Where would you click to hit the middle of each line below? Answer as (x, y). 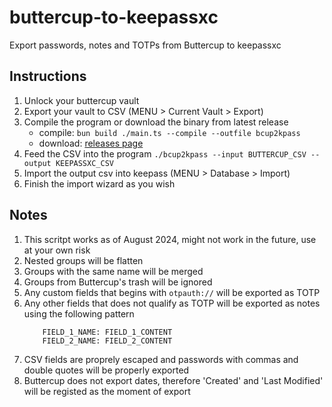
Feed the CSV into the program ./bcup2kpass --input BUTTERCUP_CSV (165, 153)
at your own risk (57, 250)
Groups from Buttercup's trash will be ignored (118, 282)
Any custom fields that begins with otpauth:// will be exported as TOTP (172, 292)
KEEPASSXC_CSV (84, 163)
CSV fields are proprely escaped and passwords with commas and (161, 359)
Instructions (48, 76)
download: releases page (91, 143)
